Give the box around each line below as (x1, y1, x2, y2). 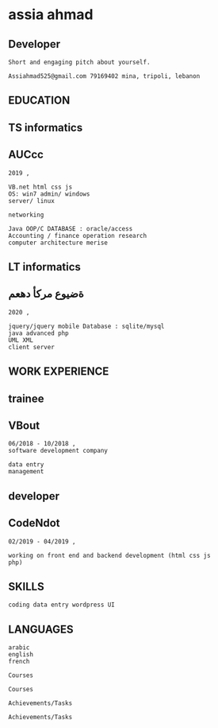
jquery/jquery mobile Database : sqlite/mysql (8, 322, 165, 330)
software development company (8, 447, 109, 455)
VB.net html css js (8, 183, 73, 191)
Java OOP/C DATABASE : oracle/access (8, 224, 133, 232)
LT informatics (8, 260, 82, 274)
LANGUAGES (8, 622, 74, 636)
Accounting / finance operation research (8, 232, 147, 239)
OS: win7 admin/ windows (8, 189, 90, 198)
